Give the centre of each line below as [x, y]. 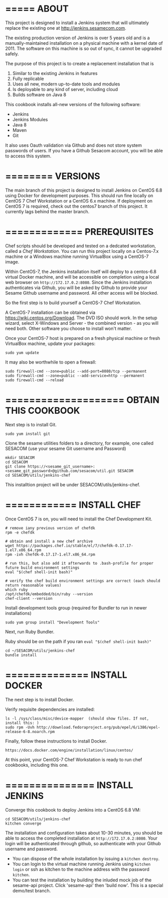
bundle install [21, 655]
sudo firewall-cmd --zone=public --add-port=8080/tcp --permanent [76, 371]
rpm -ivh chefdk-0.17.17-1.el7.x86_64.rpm [50, 554]
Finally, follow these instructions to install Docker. [56, 741]
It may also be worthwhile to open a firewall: [51, 362]
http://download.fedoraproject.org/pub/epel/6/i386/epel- [99, 727]
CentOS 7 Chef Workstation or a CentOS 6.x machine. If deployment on [79, 201]
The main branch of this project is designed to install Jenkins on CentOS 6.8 [84, 190]
